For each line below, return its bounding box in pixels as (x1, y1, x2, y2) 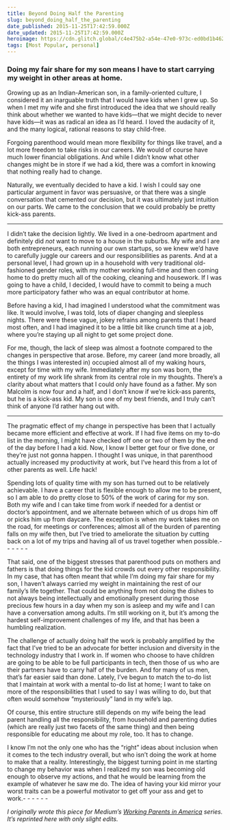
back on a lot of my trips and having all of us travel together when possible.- (7, 537, 222, 545)
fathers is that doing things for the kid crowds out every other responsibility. (7, 565, 221, 573)
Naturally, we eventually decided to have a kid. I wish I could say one (7, 181, 201, 189)
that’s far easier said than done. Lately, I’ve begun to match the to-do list (7, 673, 212, 681)
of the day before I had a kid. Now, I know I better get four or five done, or (7, 444, 216, 452)
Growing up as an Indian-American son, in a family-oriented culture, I (7, 88, 202, 97)
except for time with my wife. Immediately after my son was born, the (7, 366, 203, 374)
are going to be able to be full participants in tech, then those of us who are (7, 659, 220, 667)
